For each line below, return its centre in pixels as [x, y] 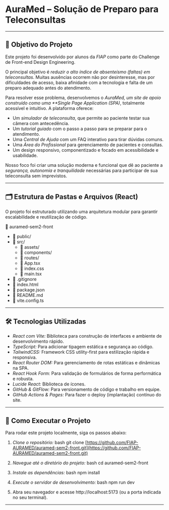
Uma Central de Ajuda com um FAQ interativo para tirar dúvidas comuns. [88, 139]
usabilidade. [25, 155]
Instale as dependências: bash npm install [56, 473]
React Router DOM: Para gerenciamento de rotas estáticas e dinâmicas [86, 363]
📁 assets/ [30, 247]
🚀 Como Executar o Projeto [48, 421]
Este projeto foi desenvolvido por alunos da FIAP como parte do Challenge [82, 57]
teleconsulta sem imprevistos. [36, 176]
